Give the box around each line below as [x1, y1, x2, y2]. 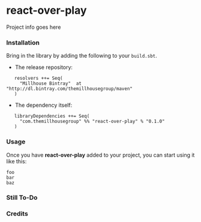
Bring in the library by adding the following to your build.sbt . [6, 52, 157, 59]
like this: [6, 157, 27, 165]
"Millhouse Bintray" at [19, 80, 82, 87]
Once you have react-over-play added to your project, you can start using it [6, 151, 195, 158]
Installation [6, 38, 40, 47]
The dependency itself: [14, 101, 73, 109]
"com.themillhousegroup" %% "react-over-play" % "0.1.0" [19, 118, 165, 125]
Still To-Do [6, 193, 38, 202]
